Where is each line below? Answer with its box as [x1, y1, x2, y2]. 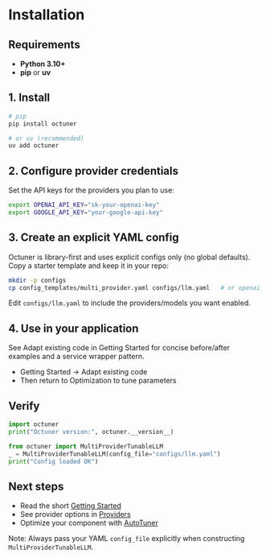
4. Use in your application [8, 321, 139, 335]
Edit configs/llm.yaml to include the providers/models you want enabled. [8, 298, 252, 308]
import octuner [8, 420, 59, 428]
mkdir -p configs [8, 276, 67, 284]
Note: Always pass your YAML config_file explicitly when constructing [8, 534, 245, 544]
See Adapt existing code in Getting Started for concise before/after [8, 343, 231, 353]
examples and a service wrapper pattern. [8, 352, 145, 362]
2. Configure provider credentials [8, 163, 179, 178]
